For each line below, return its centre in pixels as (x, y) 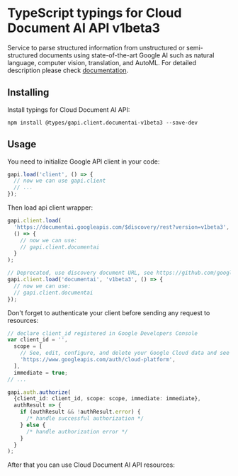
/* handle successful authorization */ (85, 419)
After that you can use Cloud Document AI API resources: (91, 465)
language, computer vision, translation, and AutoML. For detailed (102, 62)
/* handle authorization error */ (77, 431)
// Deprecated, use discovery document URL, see (80, 273)
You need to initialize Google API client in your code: (84, 161)
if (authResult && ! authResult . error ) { (80, 412)
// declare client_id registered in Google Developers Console (103, 333)
